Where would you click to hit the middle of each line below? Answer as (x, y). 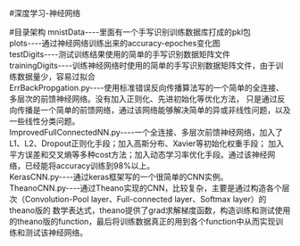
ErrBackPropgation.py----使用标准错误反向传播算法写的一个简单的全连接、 (146, 88)
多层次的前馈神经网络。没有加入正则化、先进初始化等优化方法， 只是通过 (143, 99)
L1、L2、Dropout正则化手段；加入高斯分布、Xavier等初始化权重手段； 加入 (146, 143)
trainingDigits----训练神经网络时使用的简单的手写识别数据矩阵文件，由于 (142, 66)
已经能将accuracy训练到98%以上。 (89, 166)
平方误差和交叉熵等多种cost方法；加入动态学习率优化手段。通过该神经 (138, 155)
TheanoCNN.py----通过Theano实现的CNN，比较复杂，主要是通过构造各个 (146, 188)
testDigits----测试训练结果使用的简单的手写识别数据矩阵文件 (120, 54)
